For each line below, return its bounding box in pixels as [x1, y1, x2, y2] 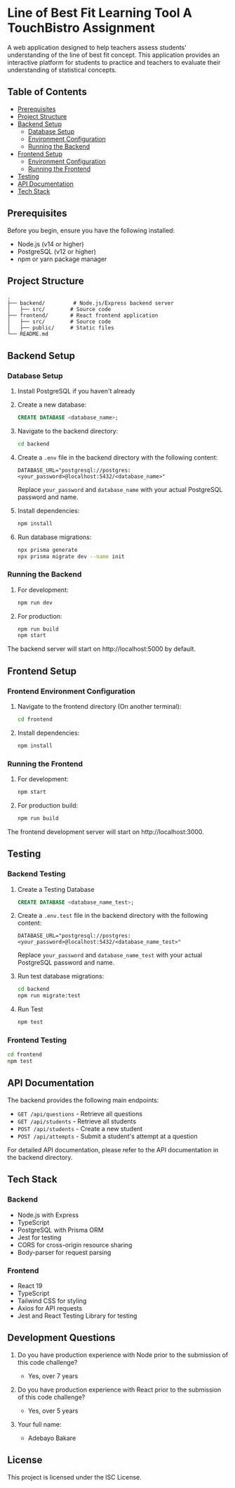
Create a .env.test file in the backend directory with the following [17, 912, 208, 920]
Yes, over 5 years [27, 1406, 79, 1415]
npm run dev [17, 599, 53, 606]
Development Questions [7, 1332, 116, 1344]
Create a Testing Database [17, 885, 95, 893]
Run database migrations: [17, 533, 92, 541]
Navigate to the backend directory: [17, 427, 119, 435]
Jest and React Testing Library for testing [17, 1311, 137, 1320]
